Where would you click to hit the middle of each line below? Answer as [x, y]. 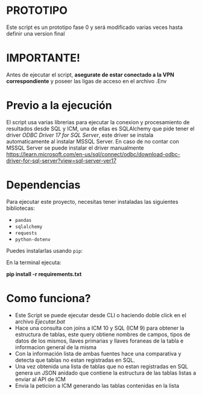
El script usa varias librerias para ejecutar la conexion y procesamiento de [98, 122]
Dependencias [43, 185]
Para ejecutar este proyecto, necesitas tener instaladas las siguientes [93, 201]
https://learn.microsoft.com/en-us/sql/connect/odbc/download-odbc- [93, 154]
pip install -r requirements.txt [44, 274]
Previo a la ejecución [59, 106]
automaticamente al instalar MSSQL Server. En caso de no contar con [93, 141]
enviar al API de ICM [40, 379]
